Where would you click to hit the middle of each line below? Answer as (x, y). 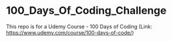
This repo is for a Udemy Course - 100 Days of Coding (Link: (79, 26)
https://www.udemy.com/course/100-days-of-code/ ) (70, 32)
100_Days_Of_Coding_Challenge (86, 11)
